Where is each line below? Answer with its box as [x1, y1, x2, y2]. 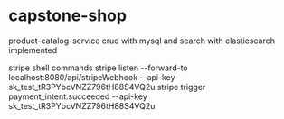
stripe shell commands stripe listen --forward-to [8, 62, 189, 73]
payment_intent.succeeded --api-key [8, 91, 148, 102]
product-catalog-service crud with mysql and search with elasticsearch [8, 35, 275, 46]
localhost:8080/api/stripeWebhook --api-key [8, 71, 175, 82]
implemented [8, 44, 58, 55]
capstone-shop [8, 5, 128, 26]
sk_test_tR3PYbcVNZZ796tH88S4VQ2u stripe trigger [8, 81, 206, 92]
